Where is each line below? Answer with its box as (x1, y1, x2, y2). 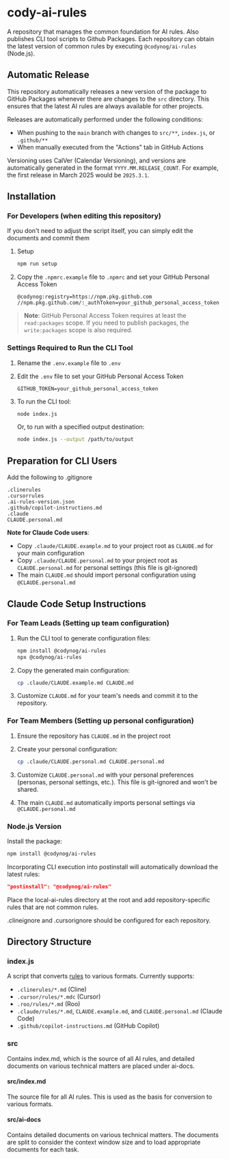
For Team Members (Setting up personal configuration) (7, 716, 194, 725)
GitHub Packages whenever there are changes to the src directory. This (7, 95, 210, 103)
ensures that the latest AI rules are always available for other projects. (7, 101, 204, 110)
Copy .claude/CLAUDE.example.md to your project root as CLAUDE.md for (16, 542, 214, 550)
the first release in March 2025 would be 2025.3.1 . (7, 171, 150, 179)
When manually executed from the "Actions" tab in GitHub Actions (16, 142, 204, 151)
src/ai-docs (7, 1115, 41, 1124)
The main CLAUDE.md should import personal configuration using (16, 571, 196, 579)
